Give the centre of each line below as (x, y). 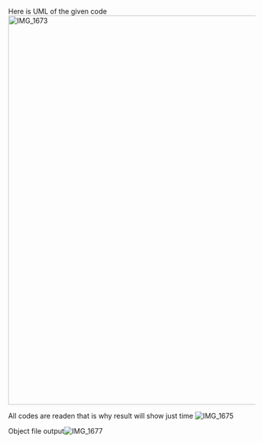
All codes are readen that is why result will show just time (101, 416)
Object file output (37, 431)
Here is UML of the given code (58, 11)
